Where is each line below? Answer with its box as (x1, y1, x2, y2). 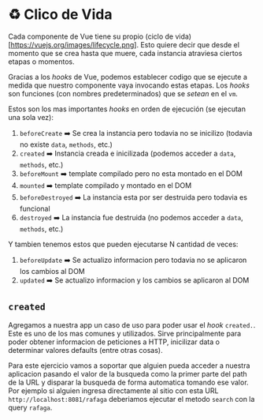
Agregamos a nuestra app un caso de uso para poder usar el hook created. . (8, 320, 256, 329)
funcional (19, 204, 50, 213)
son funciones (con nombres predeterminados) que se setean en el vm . (8, 88, 239, 98)
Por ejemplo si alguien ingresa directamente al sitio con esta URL (8, 385, 219, 396)
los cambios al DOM (19, 266, 85, 276)
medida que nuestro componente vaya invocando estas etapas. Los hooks (8, 81, 250, 90)
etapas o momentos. (8, 57, 75, 66)
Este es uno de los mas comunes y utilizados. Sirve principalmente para (8, 328, 242, 338)
